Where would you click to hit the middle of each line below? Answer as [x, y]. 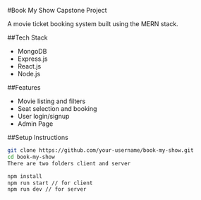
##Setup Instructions [38, 137]
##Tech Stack [28, 37]
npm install [25, 176]
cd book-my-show [31, 157]
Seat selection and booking [57, 108]
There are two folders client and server [69, 163]
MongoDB [32, 51]
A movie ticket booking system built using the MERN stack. [93, 24]
